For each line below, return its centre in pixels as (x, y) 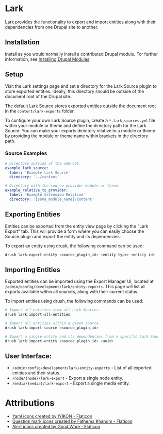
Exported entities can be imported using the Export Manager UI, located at (79, 281)
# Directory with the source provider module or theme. (63, 186)
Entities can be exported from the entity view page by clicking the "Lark (77, 226)
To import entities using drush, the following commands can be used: (74, 301)
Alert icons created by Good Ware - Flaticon (56, 427)
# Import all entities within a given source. (53, 323)
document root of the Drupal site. (38, 96)
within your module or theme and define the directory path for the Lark (76, 125)
